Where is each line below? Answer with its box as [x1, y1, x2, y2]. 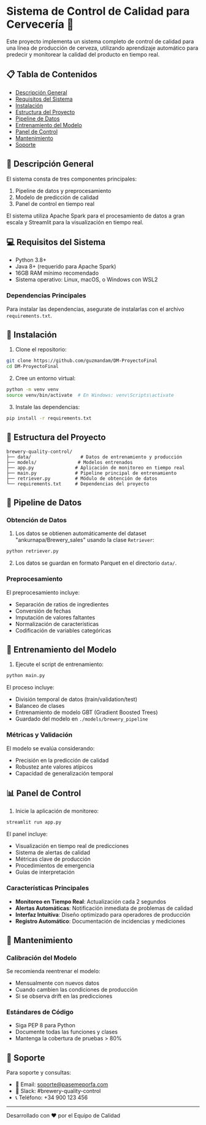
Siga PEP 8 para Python [15, 1022, 75, 1029]
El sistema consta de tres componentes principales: [6, 175, 137, 182]
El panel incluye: [6, 831, 48, 838]
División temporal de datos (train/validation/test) [15, 696, 138, 703]
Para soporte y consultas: [6, 1069, 72, 1076]
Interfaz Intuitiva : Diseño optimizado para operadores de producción [15, 911, 191, 918]
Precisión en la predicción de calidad [15, 756, 109, 764]
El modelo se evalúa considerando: [6, 745, 95, 752]
